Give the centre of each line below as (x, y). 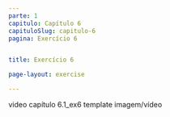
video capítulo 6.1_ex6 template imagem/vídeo (85, 104)
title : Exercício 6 (41, 60)
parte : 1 (23, 16)
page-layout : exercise (47, 75)
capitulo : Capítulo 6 (45, 23)
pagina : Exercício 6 (43, 38)
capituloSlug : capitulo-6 (52, 31)
